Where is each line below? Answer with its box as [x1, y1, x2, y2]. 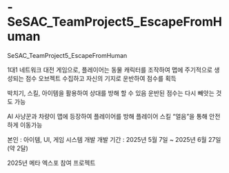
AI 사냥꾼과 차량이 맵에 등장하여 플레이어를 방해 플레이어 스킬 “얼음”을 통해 [7, 112, 208, 120]
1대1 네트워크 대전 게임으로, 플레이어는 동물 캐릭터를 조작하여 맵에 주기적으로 [7, 65, 212, 74]
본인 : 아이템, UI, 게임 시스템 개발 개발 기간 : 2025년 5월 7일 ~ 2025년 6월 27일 [7, 135, 221, 143]
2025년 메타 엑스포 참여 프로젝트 [7, 159, 96, 167]
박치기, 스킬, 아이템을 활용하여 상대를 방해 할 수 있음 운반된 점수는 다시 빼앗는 [7, 89, 215, 97]
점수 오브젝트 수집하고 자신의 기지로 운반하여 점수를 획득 [25, 74, 177, 82]
